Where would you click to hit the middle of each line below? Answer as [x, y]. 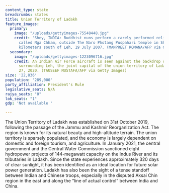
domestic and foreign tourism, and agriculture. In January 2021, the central [83, 143]
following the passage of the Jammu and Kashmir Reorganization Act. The [82, 127]
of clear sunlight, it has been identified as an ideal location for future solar [82, 165]
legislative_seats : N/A [30, 89]
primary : [19, 29]
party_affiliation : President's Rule [45, 84]
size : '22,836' [21, 75]
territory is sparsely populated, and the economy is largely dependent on [81, 138]
